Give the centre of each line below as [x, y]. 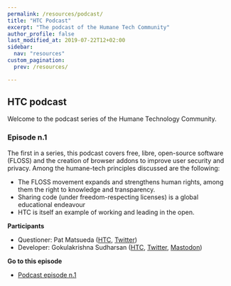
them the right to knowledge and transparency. [86, 189]
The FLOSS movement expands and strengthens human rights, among [120, 181]
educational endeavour [52, 204]
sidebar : [20, 47]
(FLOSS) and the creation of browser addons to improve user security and [116, 160]
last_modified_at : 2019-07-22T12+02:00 [66, 41]
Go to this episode [35, 261]
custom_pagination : [36, 60]
